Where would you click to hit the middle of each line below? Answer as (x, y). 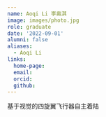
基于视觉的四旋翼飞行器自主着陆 (53, 106)
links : (17, 60)
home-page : (29, 66)
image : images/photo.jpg (43, 20)
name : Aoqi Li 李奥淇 (37, 14)
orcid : (23, 79)
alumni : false (28, 40)
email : (23, 72)
